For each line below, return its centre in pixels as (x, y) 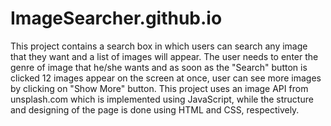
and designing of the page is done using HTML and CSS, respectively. (155, 109)
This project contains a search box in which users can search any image (159, 46)
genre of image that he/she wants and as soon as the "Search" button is (159, 67)
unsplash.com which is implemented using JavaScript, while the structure (162, 99)
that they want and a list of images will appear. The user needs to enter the (164, 56)
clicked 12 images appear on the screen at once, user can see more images (166, 78)
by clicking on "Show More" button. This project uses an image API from (159, 88)
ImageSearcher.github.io (116, 18)
